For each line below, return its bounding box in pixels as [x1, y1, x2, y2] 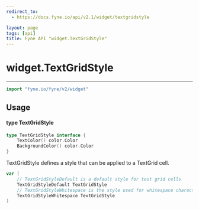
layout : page [6, 25, 38, 31]
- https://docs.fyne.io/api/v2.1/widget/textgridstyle [11, 14, 150, 20]
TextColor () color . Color [17, 138, 78, 143]
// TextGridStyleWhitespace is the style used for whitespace [17, 187, 174, 193]
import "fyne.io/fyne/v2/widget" [6, 86, 89, 92]
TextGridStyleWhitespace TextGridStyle [17, 192, 115, 198]
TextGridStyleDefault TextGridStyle [17, 181, 108, 188]
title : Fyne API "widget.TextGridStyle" [6, 36, 108, 42]
